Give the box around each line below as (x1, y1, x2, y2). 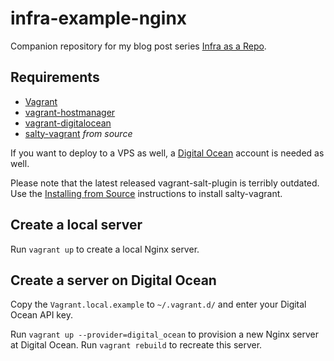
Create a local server (10, 217, 143, 234)
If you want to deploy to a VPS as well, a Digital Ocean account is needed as (10, 147, 325, 159)
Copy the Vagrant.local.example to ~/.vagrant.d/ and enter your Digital (10, 298, 307, 311)
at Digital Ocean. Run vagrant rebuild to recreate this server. (10, 339, 263, 351)
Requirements (10, 69, 100, 86)
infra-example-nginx (10, 7, 188, 30)
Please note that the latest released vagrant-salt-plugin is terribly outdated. (10, 177, 320, 189)
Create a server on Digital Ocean (10, 272, 217, 289)
